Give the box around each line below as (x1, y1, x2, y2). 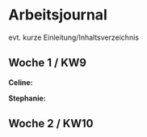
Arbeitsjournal (8, 6, 107, 24)
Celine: (8, 77, 34, 87)
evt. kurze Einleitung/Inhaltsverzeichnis (8, 32, 140, 42)
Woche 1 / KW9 (8, 56, 87, 70)
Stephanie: (8, 93, 46, 103)
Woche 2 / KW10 (8, 117, 94, 131)
